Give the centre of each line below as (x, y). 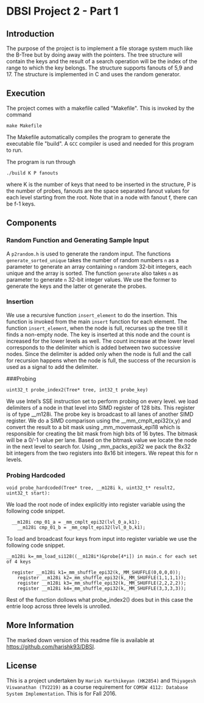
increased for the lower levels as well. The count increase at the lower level (100, 341)
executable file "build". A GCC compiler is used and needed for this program (100, 143)
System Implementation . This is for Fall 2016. (62, 693)
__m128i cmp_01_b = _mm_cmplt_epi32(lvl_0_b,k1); (82, 528)
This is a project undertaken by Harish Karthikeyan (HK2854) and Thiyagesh (101, 680)
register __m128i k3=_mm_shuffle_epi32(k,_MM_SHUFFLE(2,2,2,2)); (102, 583)
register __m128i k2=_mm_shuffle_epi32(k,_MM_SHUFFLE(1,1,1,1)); (102, 578)
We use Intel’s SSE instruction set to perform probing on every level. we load (102, 401)
